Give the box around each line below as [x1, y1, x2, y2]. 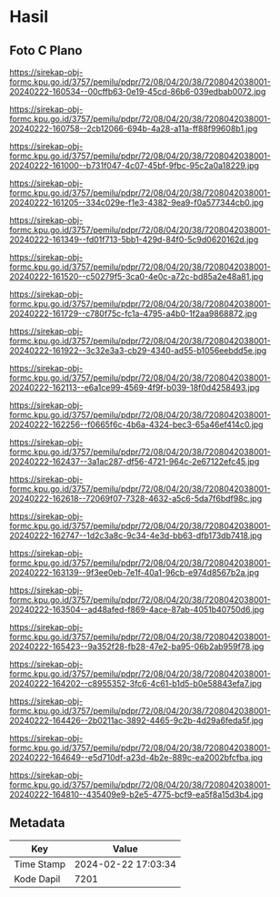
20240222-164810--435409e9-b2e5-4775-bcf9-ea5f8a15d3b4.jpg [9, 790, 264, 800]
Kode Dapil [14, 872, 61, 885]
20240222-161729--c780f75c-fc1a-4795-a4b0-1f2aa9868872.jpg [9, 308, 257, 319]
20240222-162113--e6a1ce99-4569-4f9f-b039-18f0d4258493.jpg [9, 382, 260, 392]
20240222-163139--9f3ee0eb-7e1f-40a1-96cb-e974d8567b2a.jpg [9, 567, 260, 577]
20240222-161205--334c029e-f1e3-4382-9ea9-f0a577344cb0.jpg [9, 198, 264, 208]
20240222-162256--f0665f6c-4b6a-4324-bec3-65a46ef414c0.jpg [9, 419, 264, 430]
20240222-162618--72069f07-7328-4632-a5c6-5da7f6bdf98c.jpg [9, 494, 262, 504]
